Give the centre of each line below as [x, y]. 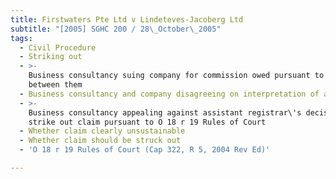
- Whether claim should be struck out [100, 141]
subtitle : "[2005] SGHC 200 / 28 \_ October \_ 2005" [116, 29]
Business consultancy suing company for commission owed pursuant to [176, 76]
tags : [21, 38]
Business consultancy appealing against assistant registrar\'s [165, 112]
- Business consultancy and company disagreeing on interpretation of [169, 94]
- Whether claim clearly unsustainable [102, 131]
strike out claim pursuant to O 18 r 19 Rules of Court [147, 122]
